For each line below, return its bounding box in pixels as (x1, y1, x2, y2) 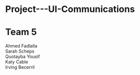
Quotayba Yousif (5, 53, 40, 59)
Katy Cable (5, 59, 29, 65)
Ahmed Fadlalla (5, 43, 38, 49)
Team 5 (5, 26, 37, 38)
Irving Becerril (5, 64, 35, 70)
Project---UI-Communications (5, 3, 135, 15)
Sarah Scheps (5, 48, 34, 54)
